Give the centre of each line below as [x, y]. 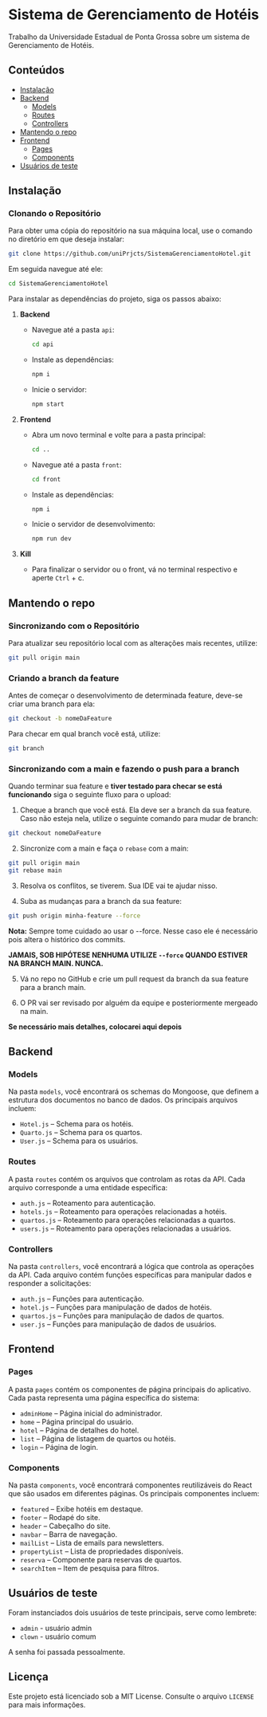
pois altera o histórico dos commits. [67, 939]
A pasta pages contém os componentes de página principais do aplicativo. [130, 1389]
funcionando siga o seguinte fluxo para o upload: [90, 795]
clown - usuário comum [58, 1636]
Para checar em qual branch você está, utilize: [84, 734]
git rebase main [35, 870]
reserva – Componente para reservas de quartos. [100, 1559]
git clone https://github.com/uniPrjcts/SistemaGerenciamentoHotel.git [130, 254]
